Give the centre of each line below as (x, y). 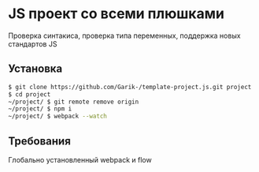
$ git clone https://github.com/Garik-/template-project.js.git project (130, 87)
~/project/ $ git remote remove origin (74, 102)
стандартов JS (33, 43)
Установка (35, 69)
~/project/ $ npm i (40, 109)
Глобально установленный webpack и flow (80, 159)
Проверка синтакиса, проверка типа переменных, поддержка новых (125, 36)
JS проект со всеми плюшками (116, 14)
